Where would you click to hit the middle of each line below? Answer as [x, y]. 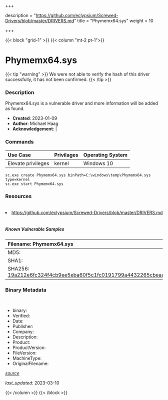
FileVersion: [24, 353]
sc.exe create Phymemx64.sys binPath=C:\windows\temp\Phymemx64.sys [78, 175]
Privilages [66, 154]
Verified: [21, 316]
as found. [15, 108]
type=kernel [17, 179]
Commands [19, 142]
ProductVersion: [29, 347]
